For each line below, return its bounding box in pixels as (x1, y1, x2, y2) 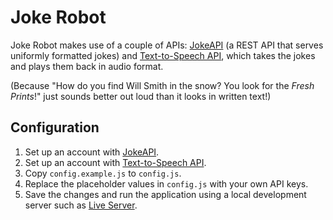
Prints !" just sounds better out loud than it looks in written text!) (10, 90, 272, 102)
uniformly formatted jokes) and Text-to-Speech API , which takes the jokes (10, 49, 316, 61)
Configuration (10, 119, 100, 136)
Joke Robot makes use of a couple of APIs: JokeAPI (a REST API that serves (10, 39, 324, 51)
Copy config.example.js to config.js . (24, 167, 182, 179)
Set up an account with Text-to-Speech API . (24, 156, 207, 168)
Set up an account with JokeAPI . (24, 146, 160, 158)
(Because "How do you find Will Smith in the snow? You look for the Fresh (10, 79, 315, 91)
